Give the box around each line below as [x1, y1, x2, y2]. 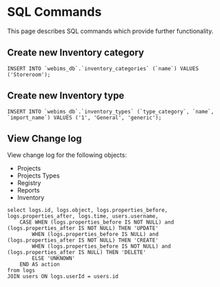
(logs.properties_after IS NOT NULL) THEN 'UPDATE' [7, 225, 159, 232]
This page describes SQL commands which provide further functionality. [7, 27, 214, 35]
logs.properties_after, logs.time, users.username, [7, 213, 159, 220]
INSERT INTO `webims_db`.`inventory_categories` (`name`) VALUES [7, 65, 199, 72]
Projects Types [17, 171, 60, 180]
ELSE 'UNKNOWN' [32, 255, 76, 262]
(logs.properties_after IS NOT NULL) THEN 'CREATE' [7, 237, 159, 244]
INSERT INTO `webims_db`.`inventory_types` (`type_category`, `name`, [7, 108, 214, 115]
